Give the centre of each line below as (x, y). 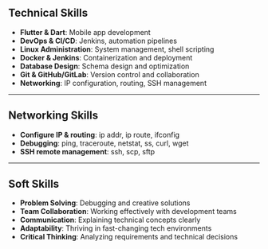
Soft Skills (34, 184)
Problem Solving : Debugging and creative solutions (105, 203)
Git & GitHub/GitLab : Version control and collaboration (109, 74)
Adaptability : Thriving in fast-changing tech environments (116, 228)
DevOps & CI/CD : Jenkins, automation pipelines (99, 41)
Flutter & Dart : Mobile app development (85, 32)
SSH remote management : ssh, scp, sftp (87, 151)
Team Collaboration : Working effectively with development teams (128, 212)
